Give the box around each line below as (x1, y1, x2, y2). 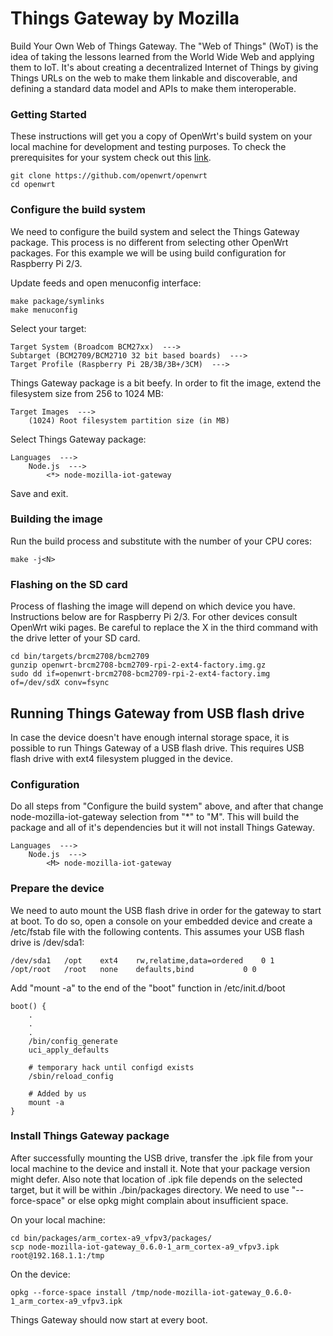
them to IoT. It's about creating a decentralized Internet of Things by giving (10, 61, 319, 73)
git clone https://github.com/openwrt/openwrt (10, 171, 208, 181)
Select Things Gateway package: (10, 433, 147, 445)
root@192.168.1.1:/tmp (10, 1250, 105, 1261)
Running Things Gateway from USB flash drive (10, 705, 305, 722)
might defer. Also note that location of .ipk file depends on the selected (10, 1173, 303, 1185)
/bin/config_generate (28, 1036, 118, 1046)
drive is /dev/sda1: (10, 936, 85, 948)
